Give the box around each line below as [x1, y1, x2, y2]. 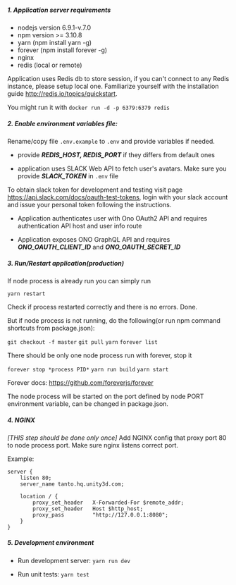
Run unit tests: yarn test [17, 569, 89, 578]
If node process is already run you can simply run [7, 276, 151, 285]
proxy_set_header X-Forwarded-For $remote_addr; [32, 499, 185, 506]
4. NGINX [7, 416, 35, 424]
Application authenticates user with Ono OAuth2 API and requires [17, 214, 208, 222]
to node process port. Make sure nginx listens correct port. [7, 441, 178, 449]
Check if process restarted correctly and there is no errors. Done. [7, 302, 198, 311]
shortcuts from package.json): [7, 324, 95, 332]
